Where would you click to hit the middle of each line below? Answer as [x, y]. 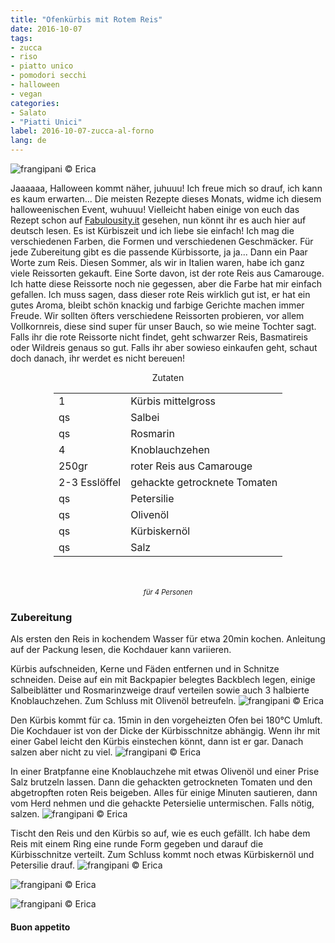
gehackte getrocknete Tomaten [204, 482]
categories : [35, 103]
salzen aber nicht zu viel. [61, 752]
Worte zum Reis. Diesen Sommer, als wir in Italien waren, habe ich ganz [157, 262]
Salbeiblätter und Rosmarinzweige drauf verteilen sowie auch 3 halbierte [160, 690]
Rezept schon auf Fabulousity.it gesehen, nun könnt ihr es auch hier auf [158, 220]
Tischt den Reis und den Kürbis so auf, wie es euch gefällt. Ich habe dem [160, 833]
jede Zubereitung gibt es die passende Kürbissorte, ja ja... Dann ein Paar [159, 252]
